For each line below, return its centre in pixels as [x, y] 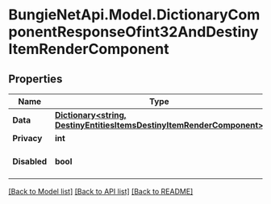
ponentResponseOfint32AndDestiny [133, 32]
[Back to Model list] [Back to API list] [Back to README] [101, 192]
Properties [35, 79]
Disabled [30, 161]
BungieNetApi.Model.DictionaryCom [134, 15]
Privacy [27, 138]
